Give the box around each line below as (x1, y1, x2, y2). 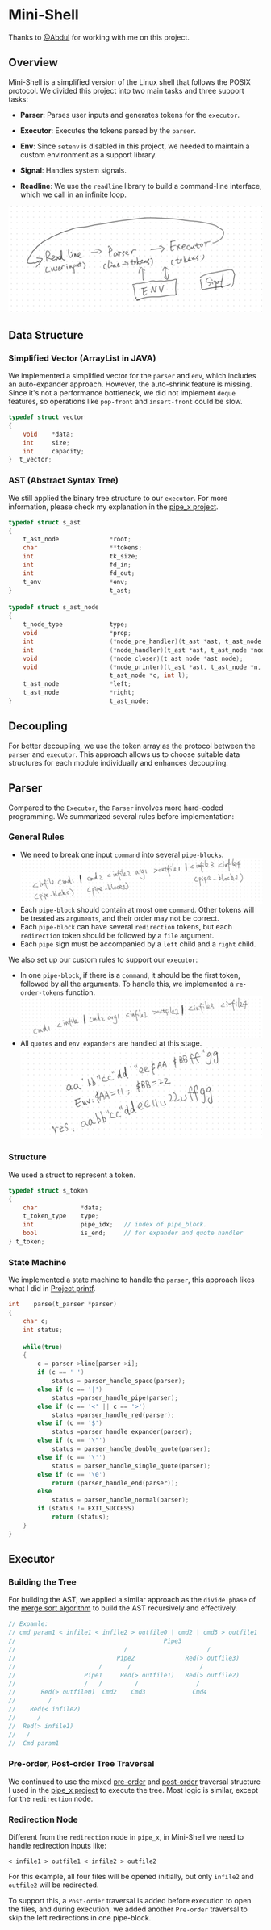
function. (65, 988, 96, 997)
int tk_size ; (23, 553, 139, 561)
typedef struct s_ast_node (8, 604, 99, 612)
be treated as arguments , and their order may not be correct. (19, 913, 219, 923)
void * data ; (23, 430, 74, 438)
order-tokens (19, 989, 65, 997)
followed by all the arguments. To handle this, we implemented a (19, 979, 234, 989)
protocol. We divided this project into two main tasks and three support (8, 86, 244, 95)
